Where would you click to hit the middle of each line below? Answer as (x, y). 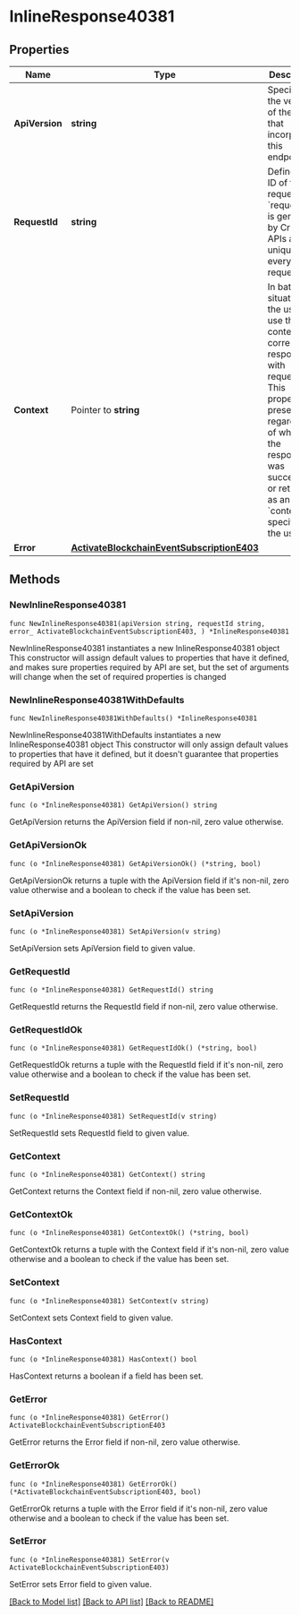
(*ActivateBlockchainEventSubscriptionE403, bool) (105, 1492)
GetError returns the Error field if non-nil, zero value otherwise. (125, 1442)
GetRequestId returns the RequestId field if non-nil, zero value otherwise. (144, 1007)
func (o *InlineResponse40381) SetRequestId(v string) (113, 1116)
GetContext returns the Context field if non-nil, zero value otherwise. (135, 1191)
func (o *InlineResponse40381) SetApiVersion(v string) (115, 932)
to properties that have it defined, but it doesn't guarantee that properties (144, 753)
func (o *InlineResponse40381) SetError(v (89, 1559)
